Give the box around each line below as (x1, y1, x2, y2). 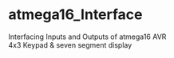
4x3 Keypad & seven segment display (8, 40, 132, 49)
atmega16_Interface (8, 6, 143, 24)
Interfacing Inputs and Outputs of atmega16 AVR (8, 32, 167, 41)
